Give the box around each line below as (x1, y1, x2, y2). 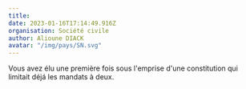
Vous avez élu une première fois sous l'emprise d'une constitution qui (8, 63, 239, 73)
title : (8, 11, 30, 20)
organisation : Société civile (8, 26, 110, 34)
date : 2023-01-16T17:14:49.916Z (8, 19, 116, 27)
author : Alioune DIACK (8, 34, 84, 42)
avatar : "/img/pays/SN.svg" (8, 42, 103, 50)
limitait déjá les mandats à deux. (8, 72, 115, 82)
